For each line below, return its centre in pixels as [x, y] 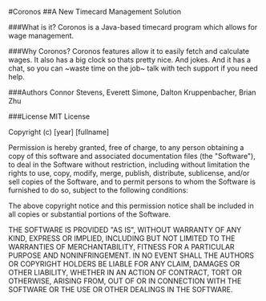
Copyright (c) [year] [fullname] [59, 132]
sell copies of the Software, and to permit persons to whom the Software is [132, 181]
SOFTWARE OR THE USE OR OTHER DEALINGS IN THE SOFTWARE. [121, 289]
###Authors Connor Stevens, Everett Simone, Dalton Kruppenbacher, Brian [132, 92]
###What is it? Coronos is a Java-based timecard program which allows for [133, 27]
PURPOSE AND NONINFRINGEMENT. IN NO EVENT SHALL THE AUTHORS [131, 255]
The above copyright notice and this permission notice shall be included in [131, 205]
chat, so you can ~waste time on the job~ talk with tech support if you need [133, 68]
